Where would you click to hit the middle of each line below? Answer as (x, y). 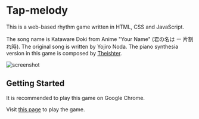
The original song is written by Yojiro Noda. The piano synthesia (100, 46)
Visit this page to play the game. (46, 109)
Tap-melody (37, 10)
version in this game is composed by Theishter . (64, 53)
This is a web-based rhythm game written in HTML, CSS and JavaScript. (95, 27)
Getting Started (35, 84)
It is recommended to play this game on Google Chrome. (75, 98)
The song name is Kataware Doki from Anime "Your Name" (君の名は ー (94, 39)
